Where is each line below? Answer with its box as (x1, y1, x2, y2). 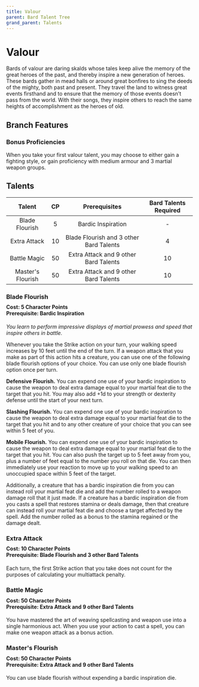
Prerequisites (82, 202, 122, 211)
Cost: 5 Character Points (6, 303, 68, 311)
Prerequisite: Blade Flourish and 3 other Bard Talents (6, 552, 139, 559)
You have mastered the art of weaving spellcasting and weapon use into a (6, 616, 187, 623)
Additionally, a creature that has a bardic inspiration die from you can (6, 482, 175, 489)
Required (154, 206, 181, 214)
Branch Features (6, 120, 69, 130)
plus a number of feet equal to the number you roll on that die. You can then (6, 457, 191, 464)
